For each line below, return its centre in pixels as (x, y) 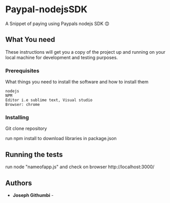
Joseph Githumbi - (33, 195)
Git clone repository (26, 128)
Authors (19, 183)
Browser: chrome (23, 105)
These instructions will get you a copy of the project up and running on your (85, 52)
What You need (30, 40)
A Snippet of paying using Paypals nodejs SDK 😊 (57, 24)
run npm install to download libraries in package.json (61, 139)
